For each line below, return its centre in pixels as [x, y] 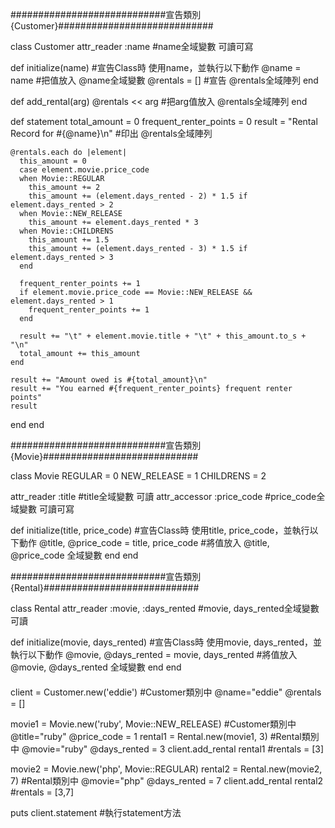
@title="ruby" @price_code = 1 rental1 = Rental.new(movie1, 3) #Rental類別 [165, 736]
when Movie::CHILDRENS [66, 231]
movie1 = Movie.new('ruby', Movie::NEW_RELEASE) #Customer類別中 [153, 724]
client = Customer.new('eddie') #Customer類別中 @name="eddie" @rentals [166, 692]
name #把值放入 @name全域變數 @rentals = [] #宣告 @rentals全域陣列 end [164, 80]
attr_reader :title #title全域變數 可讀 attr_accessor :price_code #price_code [163, 496]
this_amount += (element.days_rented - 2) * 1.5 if [138, 196]
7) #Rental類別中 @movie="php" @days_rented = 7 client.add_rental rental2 [167, 780]
